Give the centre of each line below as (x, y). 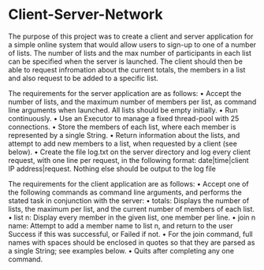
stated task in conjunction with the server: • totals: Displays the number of (129, 200)
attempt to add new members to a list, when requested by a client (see (123, 143)
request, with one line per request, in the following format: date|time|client (129, 160)
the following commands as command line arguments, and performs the (125, 192)
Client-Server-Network (86, 15)
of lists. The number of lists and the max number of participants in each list (130, 53)
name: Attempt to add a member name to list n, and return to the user (121, 225)
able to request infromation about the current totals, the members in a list (127, 69)
